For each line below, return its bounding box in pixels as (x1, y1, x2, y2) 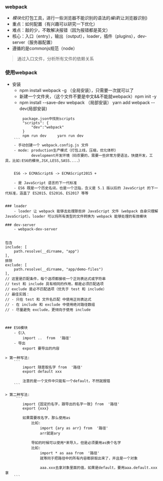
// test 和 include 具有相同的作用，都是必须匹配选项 (5, 281, 104, 286)
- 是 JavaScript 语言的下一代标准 (14, 180, 77, 185)
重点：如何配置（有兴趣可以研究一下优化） (12, 21, 98, 27)
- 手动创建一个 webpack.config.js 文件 (14, 143, 89, 148)
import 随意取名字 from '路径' (22, 365, 83, 370)
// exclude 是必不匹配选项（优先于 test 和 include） (5, 286, 107, 292)
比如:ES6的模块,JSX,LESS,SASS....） (12, 158, 82, 163)
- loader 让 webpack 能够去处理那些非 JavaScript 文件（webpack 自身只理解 (14, 208, 158, 214)
